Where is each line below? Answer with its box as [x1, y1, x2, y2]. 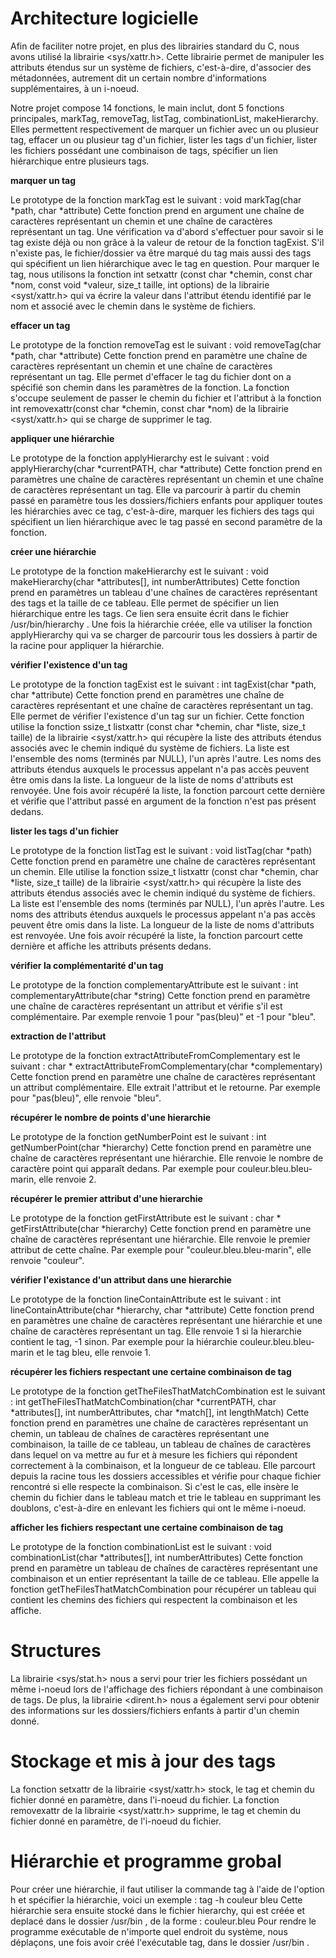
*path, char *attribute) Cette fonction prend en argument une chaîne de [10, 204, 305, 216]
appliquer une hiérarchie [10, 432, 115, 444]
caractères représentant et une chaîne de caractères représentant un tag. [10, 699, 314, 711]
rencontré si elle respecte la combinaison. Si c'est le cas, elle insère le [10, 1480, 299, 1492]
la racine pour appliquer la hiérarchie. [10, 639, 165, 651]
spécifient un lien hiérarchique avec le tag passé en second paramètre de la [10, 515, 323, 527]
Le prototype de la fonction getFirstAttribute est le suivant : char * [10, 1212, 282, 1224]
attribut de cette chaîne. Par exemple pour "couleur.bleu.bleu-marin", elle [10, 1243, 312, 1256]
